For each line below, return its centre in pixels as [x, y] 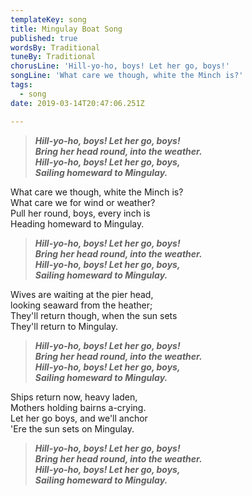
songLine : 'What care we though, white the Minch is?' [127, 76]
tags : [21, 85]
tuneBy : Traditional [53, 57]
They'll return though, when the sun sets [94, 315]
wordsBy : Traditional [55, 47]
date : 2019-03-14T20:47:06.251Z [77, 103]
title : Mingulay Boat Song [66, 29]
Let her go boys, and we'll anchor [79, 418]
